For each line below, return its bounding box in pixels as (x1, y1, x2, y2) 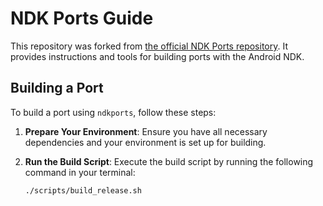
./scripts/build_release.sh (24, 185, 142, 196)
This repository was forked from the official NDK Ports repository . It (10, 40, 288, 52)
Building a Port (10, 80, 104, 97)
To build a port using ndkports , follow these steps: (10, 106, 217, 118)
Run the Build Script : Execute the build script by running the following (24, 155, 314, 167)
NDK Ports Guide (10, 7, 154, 30)
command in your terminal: (24, 166, 136, 178)
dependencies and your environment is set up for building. (24, 136, 267, 148)
